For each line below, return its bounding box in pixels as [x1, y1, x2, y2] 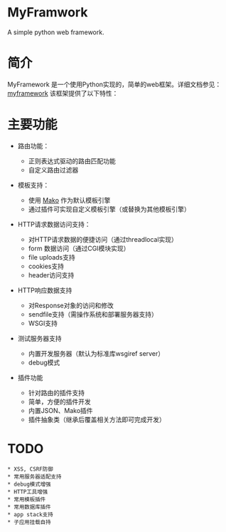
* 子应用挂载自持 [7, 518, 51, 526]
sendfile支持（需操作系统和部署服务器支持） [28, 310, 158, 318]
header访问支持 [28, 270, 75, 279]
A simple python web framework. [7, 28, 104, 36]
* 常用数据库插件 [7, 503, 51, 511]
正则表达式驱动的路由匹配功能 [28, 156, 116, 165]
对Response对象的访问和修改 [28, 301, 114, 310]
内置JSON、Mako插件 [28, 406, 94, 414]
